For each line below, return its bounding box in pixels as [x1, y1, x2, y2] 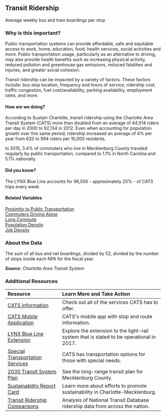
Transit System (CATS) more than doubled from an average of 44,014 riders [5, 120, 159, 126]
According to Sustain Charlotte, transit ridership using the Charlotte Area [5, 115, 153, 121]
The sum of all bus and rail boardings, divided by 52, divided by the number [5, 251, 159, 257]
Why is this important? [5, 29, 61, 36]
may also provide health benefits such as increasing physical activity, [5, 56, 147, 62]
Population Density [5, 221, 43, 227]
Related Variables [5, 195, 42, 201]
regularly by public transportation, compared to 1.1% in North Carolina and [5, 151, 156, 156]
